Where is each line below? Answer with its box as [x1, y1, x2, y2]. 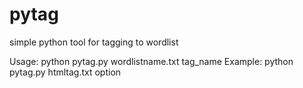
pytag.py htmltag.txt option [9, 66, 122, 78]
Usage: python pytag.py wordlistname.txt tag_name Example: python [9, 55, 294, 67]
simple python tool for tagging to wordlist [9, 36, 179, 48]
